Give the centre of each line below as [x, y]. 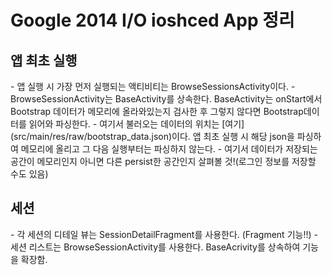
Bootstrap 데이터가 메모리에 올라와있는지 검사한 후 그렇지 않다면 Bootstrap [157, 111]
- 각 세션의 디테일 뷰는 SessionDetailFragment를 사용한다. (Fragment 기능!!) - [164, 234]
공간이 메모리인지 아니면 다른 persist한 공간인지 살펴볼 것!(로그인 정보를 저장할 [163, 161]
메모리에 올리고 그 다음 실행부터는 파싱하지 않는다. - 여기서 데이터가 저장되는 [169, 149]
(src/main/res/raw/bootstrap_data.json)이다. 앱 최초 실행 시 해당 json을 [152, 136]
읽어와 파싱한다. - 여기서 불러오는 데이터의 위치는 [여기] [136, 124]
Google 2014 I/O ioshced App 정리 [152, 20]
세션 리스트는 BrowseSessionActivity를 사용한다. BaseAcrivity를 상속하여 [155, 247]
